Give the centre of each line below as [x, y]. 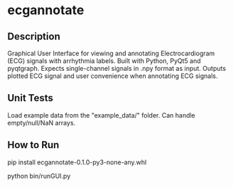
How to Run [33, 145]
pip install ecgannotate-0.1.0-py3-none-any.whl [77, 162]
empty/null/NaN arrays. [42, 123]
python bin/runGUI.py [39, 176]
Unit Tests [30, 98]
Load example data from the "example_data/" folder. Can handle [101, 115]
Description [34, 36]
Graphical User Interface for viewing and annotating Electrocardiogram [111, 53]
